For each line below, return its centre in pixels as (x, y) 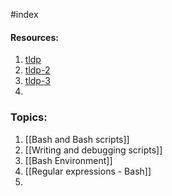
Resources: (34, 37)
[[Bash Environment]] (68, 160)
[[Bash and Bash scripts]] (77, 139)
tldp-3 (37, 81)
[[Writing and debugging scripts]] (93, 150)
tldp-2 (37, 70)
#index (24, 14)
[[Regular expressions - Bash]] (88, 171)
